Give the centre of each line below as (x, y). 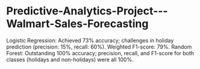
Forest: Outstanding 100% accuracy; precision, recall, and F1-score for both (100, 53)
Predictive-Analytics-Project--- (87, 11)
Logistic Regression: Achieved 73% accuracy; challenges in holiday (90, 40)
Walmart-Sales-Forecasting (77, 24)
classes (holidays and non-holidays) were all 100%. (70, 59)
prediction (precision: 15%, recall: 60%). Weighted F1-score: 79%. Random (99, 47)
